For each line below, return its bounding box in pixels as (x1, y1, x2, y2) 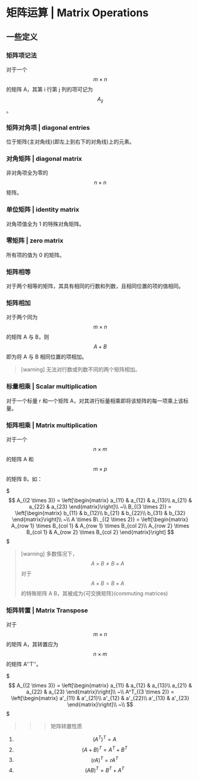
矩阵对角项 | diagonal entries (6, 123, 91, 132)
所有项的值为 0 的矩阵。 (6, 251, 65, 258)
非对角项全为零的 (6, 169, 48, 177)
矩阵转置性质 (50, 723, 82, 730)
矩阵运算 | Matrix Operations (6, 6, 149, 20)
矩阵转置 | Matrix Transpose (6, 606, 88, 614)
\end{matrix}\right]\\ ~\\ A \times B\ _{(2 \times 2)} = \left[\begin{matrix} (11, 516, 189, 523)
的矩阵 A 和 (6, 456, 34, 463)
